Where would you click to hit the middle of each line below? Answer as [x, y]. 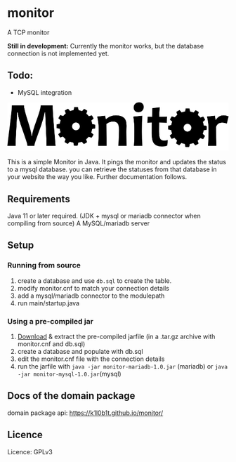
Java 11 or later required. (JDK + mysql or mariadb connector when [104, 216]
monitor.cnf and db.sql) [51, 344]
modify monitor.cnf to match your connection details [93, 288]
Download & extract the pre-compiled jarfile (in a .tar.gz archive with [116, 336]
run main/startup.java [48, 303]
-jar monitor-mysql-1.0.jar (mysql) [69, 374]
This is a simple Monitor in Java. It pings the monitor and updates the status [117, 162]
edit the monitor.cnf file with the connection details [91, 359]
